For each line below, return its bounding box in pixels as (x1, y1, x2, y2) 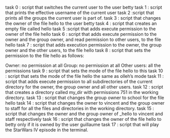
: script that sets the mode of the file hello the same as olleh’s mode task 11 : (5, 73, 164, 79)
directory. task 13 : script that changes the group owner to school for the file (5, 95, 164, 101)
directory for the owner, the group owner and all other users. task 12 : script (5, 84, 163, 90)
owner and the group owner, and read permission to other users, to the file (5, 36, 161, 42)
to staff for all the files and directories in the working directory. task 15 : (5, 106, 154, 111)
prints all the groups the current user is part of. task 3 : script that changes (5, 15, 161, 21)
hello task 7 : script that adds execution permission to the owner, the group (5, 42, 162, 48)
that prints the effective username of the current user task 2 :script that (5, 10, 154, 16)
